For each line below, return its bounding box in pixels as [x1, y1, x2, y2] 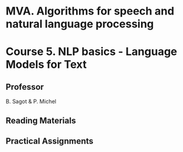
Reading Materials [5, 115, 77, 125]
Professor [5, 82, 44, 92]
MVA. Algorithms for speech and [5, 4, 174, 18]
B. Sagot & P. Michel [5, 98, 57, 105]
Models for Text [5, 58, 87, 71]
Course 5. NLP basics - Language [5, 45, 178, 59]
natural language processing [5, 17, 154, 31]
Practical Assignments [5, 136, 94, 146]
